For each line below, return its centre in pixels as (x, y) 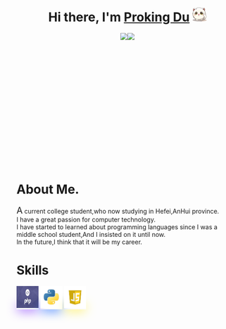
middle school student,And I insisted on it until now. (91, 234)
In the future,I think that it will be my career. (80, 242)
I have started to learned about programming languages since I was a (117, 227)
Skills (33, 270)
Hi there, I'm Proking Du (119, 17)
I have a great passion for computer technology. (86, 219)
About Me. (48, 189)
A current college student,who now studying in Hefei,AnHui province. (118, 210)
